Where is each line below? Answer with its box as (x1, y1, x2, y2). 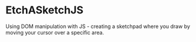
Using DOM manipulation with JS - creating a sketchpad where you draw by (5, 23, 190, 30)
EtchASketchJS (5, 3, 84, 17)
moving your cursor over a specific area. (5, 29, 104, 36)
